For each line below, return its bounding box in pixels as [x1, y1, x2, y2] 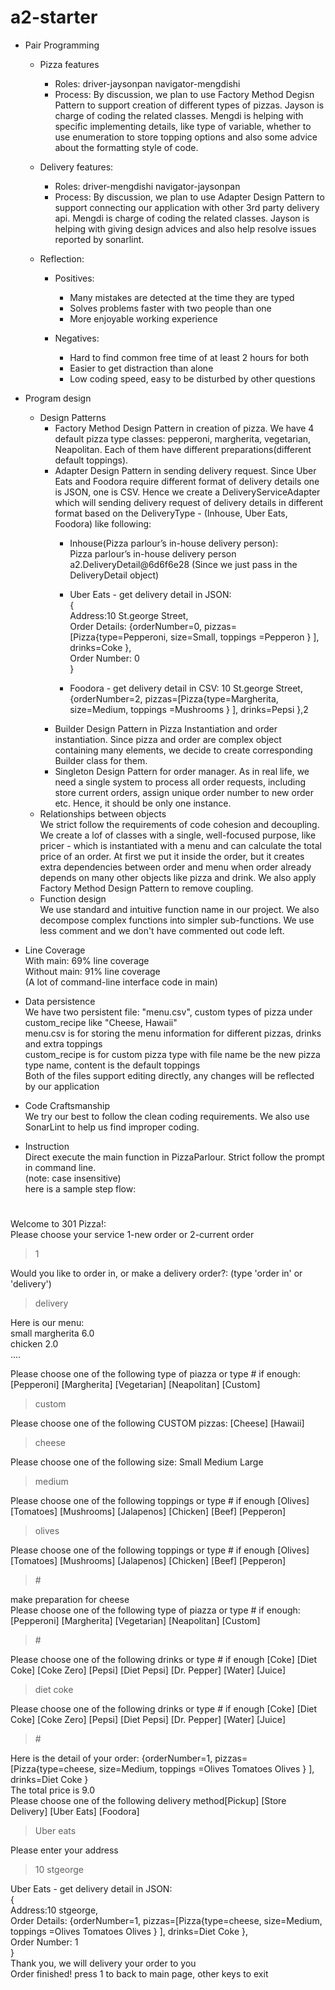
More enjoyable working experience [69, 312, 218, 325]
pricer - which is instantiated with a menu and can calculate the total [39, 839, 322, 851]
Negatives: [54, 332, 100, 344]
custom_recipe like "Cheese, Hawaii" [24, 1016, 178, 1028]
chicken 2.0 [10, 1338, 59, 1350]
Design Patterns [39, 411, 107, 423]
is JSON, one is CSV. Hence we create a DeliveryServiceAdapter [54, 486, 321, 498]
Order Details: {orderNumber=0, [69, 620, 203, 632]
